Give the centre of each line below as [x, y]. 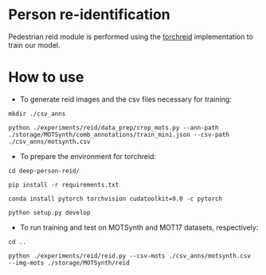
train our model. [35, 45]
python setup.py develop [49, 212]
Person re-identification [90, 15]
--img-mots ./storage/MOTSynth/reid [69, 263]
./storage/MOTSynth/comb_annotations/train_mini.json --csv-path [119, 134]
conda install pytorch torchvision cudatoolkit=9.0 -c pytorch [115, 199]
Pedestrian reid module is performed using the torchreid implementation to [131, 37]
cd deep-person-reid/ [44, 171]
